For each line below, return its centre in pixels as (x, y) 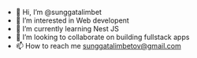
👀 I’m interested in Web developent (72, 20)
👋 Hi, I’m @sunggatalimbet (59, 12)
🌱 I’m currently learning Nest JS (67, 29)
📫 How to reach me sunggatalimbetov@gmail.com (98, 46)
